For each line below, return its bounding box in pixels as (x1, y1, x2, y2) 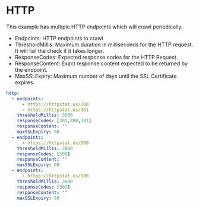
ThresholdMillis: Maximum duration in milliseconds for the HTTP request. (14, 41, 194, 48)
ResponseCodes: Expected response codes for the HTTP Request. (14, 53, 178, 60)
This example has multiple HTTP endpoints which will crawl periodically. (6, 23, 183, 30)
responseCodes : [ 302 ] (17, 184, 70, 190)
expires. (14, 78, 34, 86)
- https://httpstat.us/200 (21, 101, 89, 107)
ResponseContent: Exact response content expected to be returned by (14, 60, 188, 67)
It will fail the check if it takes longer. (14, 47, 105, 54)
